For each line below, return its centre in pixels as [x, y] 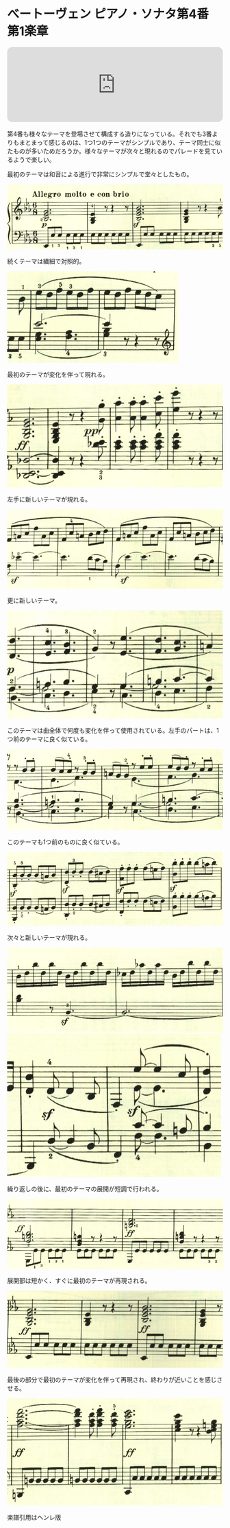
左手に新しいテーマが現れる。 [49, 499]
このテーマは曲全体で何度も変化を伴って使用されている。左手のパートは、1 [113, 730]
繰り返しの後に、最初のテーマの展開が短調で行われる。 [85, 1189]
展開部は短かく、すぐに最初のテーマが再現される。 [79, 1280]
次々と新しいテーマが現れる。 [49, 938]
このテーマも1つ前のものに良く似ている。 [65, 842]
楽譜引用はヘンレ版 [34, 1518]
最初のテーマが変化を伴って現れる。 [58, 375]
